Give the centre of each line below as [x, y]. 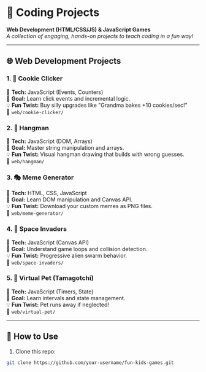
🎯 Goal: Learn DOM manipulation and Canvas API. [70, 200]
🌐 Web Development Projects [64, 61]
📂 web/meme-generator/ [35, 213]
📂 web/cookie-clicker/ [35, 112]
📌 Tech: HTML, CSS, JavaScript [47, 193]
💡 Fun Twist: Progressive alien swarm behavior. [67, 255]
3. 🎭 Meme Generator [40, 177]
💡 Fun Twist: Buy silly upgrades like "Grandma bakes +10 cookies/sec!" [97, 105]
